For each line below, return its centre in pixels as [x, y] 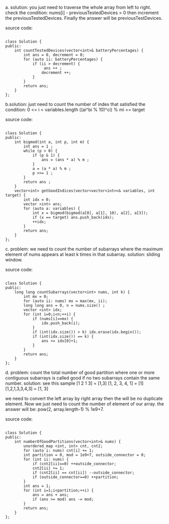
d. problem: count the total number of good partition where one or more [80, 372]
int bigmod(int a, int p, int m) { [52, 142]
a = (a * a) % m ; [52, 169]
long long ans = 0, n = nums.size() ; [64, 306]
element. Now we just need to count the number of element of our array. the [85, 404]
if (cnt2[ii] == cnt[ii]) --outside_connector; [83, 473]
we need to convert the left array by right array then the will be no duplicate [84, 398]
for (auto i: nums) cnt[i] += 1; [59, 451]
